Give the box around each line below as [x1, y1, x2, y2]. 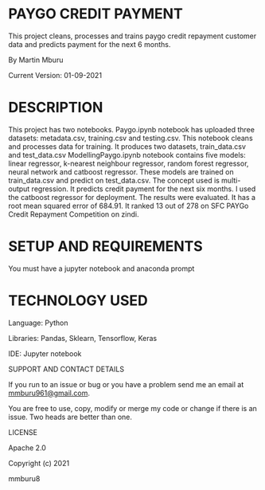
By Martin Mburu [8, 55, 64, 65]
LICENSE [8, 427, 38, 437]
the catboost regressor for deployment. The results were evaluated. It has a [8, 192, 256, 202]
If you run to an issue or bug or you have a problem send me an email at [8, 379, 244, 389]
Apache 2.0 [8, 443, 46, 453]
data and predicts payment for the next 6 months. [8, 39, 171, 49]
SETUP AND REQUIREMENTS [8, 237, 203, 256]
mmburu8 [8, 473, 41, 483]
